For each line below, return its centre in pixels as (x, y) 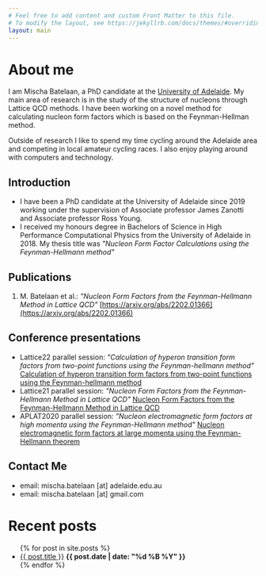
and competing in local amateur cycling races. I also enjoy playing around (128, 149)
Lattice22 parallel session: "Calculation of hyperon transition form (127, 357)
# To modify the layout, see (56, 23)
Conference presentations (74, 338)
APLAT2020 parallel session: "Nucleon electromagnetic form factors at (136, 416)
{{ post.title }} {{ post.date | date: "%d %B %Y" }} (103, 556)
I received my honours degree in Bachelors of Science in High (121, 227)
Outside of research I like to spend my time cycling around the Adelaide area (133, 140)
